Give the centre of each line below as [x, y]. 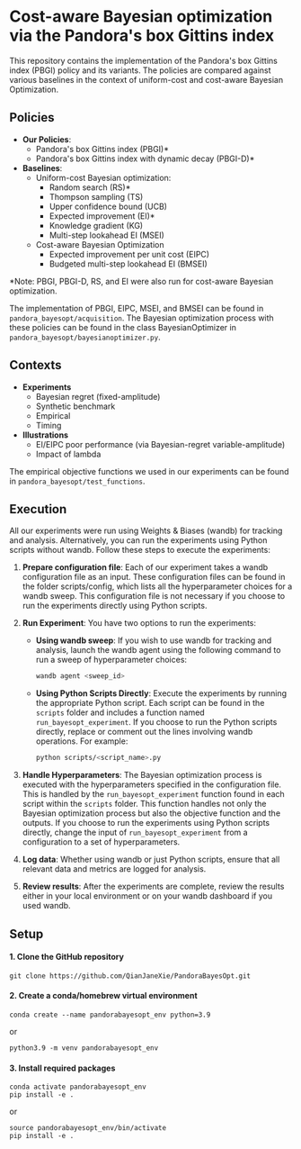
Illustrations [45, 435]
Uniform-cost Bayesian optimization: [103, 177]
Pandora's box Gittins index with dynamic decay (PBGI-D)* [145, 158]
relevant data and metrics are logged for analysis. [114, 869]
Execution [38, 509]
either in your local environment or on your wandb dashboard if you [147, 896]
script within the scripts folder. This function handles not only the [144, 804]
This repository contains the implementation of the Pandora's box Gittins [144, 60]
